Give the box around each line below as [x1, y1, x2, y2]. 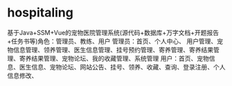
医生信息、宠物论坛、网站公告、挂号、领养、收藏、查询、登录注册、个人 [19, 63, 226, 71]
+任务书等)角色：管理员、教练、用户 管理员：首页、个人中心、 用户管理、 [7, 36, 217, 45]
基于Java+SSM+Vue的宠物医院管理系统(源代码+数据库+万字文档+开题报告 [7, 28, 220, 36]
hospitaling [7, 5, 74, 21]
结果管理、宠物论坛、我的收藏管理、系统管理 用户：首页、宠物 [30, 54, 209, 63]
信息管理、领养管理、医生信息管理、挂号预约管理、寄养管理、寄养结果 [12, 45, 213, 54]
